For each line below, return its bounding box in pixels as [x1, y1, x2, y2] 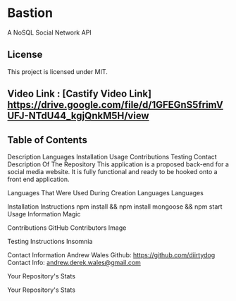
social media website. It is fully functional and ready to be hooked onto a [7, 167, 218, 176]
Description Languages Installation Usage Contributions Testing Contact [7, 152, 217, 161]
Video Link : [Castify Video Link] [7, 88, 152, 100]
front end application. [7, 175, 70, 183]
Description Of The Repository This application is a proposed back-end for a [7, 160, 229, 168]
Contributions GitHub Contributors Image [7, 223, 127, 232]
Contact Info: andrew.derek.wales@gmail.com [7, 258, 141, 266]
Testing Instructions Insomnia [7, 237, 93, 245]
